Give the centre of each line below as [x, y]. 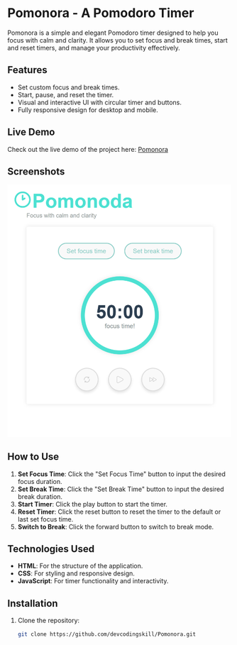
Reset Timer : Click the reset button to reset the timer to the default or [119, 512]
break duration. [40, 496]
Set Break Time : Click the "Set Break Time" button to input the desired [121, 489]
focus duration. [40, 481]
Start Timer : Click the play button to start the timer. [93, 504]
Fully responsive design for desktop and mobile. [88, 110]
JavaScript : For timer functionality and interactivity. [93, 581]
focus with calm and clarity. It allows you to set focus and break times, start [118, 40]
